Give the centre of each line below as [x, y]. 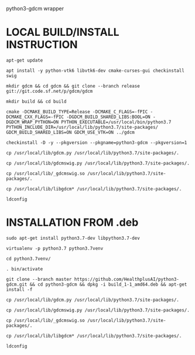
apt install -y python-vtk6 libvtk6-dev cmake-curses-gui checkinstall [95, 71]
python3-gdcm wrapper [35, 9]
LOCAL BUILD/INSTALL [63, 32]
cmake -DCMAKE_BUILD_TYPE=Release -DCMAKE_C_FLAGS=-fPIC [77, 112]
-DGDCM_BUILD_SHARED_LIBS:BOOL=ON [108, 117]
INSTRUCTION [42, 45]
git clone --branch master [39, 279]
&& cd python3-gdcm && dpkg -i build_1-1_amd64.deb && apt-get [108, 284]
